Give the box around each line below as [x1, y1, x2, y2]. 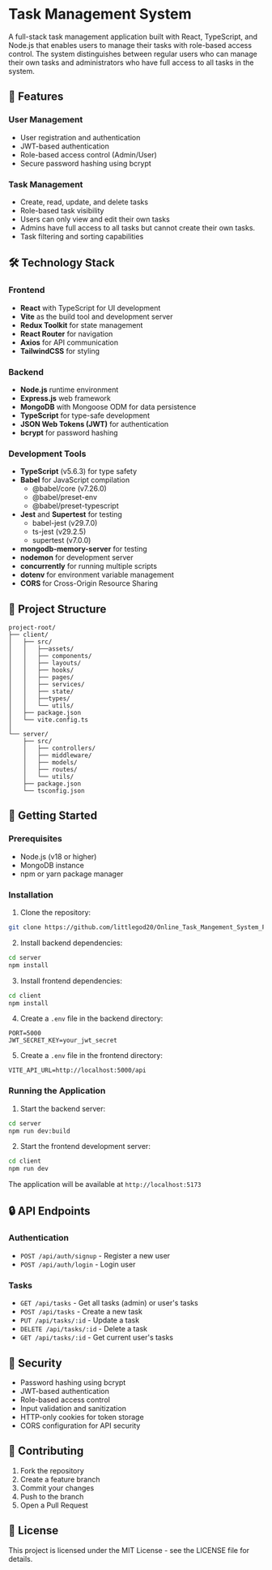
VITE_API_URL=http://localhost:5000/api [8, 1066, 147, 1075]
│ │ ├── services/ [8, 681, 85, 689]
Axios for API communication [19, 338, 119, 347]
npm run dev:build [8, 1127, 70, 1135]
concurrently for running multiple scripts [19, 561, 158, 571]
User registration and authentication [19, 132, 141, 142]
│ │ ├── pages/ [8, 673, 74, 682]
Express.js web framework [19, 393, 112, 402]
